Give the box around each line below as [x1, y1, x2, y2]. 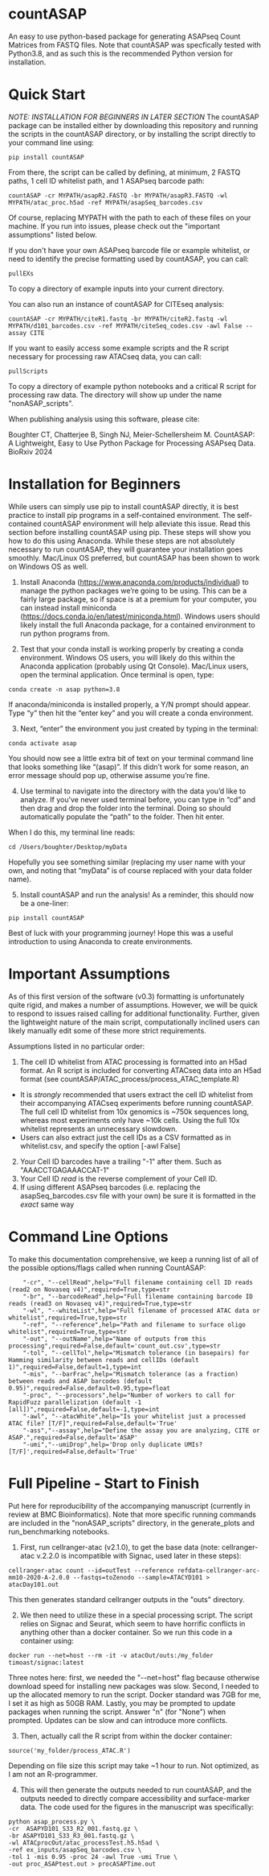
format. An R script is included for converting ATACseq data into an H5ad [19, 1065, 262, 1075]
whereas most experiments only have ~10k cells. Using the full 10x [19, 1115, 240, 1124]
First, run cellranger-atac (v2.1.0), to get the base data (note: [19, 1542, 220, 1551]
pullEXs [8, 269, 35, 278]
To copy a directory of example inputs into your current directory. [8, 284, 225, 293]
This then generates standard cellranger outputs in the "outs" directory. [8, 1594, 245, 1604]
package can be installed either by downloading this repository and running [8, 120, 259, 130]
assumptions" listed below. [8, 230, 98, 239]
